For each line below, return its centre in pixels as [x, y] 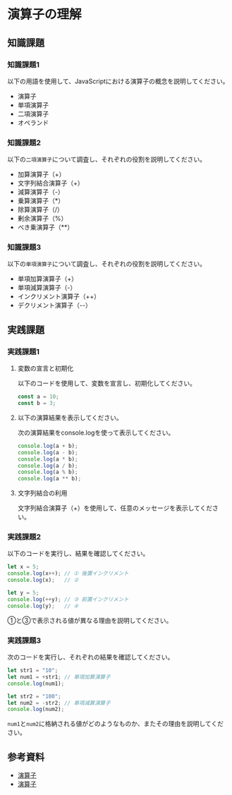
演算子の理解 [45, 14]
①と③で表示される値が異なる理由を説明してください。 [90, 620]
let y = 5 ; [23, 593]
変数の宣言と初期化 [45, 368]
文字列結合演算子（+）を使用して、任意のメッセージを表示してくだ [115, 508]
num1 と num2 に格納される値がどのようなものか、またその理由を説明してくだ [116, 724]
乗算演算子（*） [41, 201]
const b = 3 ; [37, 403]
